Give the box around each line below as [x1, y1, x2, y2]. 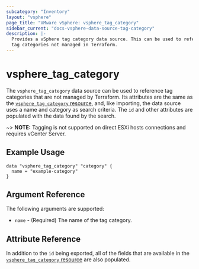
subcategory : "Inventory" [6, 8, 70, 15]
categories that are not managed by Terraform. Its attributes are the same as [6, 93, 193, 100]
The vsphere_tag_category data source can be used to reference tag [6, 87, 173, 94]
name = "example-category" [11, 168, 78, 174]
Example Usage [6, 147, 65, 157]
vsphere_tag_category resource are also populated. [6, 256, 131, 263]
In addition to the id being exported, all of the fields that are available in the [6, 250, 190, 257]
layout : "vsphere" [6, 14, 52, 20]
